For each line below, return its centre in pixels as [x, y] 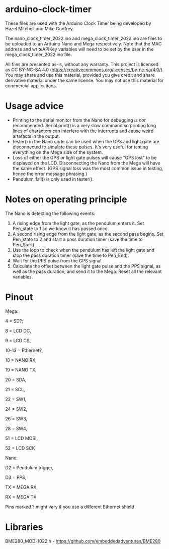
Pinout [19, 297]
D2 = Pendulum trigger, [29, 467]
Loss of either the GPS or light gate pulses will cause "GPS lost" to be [84, 157]
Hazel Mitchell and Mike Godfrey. [39, 28]
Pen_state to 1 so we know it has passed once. [61, 229]
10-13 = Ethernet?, [24, 350]
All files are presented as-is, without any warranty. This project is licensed [82, 64]
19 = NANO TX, [21, 370]
